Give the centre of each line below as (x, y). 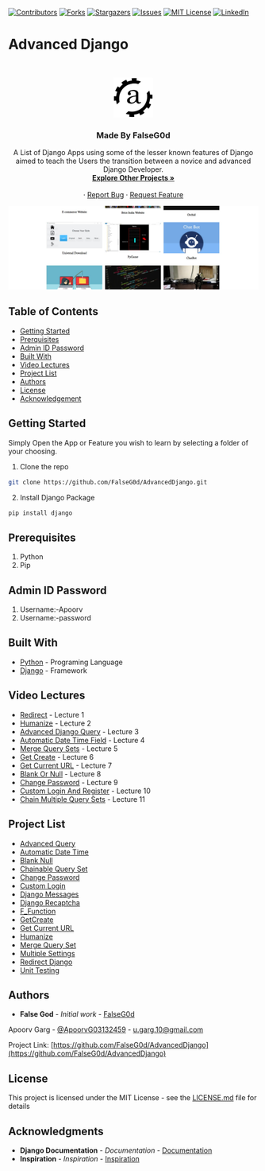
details (19, 1107)
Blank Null (36, 860)
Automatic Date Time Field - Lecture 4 (82, 740)
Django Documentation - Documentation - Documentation (116, 1150)
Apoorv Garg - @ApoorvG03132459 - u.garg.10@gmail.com (106, 1029)
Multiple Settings (47, 953)
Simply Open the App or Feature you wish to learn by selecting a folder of (128, 442)
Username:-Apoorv (51, 609)
